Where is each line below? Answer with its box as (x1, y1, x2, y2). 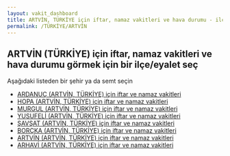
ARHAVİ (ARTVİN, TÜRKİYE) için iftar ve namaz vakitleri (16, 141, 174, 149)
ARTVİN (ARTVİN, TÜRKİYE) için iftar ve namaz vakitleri (16, 134, 174, 142)
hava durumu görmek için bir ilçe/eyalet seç (7, 59, 199, 70)
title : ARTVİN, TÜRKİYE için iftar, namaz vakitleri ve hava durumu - (7, 16, 213, 23)
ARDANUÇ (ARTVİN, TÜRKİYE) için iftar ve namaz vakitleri (16, 90, 181, 99)
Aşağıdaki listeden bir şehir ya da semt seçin (7, 77, 133, 86)
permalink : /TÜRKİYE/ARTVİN (7, 23, 88, 29)
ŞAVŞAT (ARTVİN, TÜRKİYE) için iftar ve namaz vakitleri (16, 119, 175, 127)
